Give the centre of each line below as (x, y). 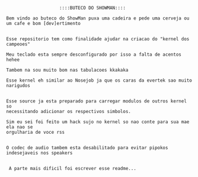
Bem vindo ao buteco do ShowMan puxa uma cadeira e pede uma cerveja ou (98, 18)
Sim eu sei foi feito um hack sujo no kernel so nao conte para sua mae (98, 122)
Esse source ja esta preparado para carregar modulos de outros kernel (96, 101)
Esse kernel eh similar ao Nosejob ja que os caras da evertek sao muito (99, 81)
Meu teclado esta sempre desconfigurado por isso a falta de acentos (94, 54)
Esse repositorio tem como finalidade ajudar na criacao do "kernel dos (98, 39)
